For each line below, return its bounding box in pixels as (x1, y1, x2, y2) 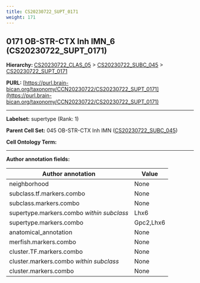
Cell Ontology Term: (6, 138, 57, 146)
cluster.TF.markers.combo (9, 248, 83, 256)
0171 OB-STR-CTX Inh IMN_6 (6, 36, 115, 46)
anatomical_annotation (9, 228, 73, 237)
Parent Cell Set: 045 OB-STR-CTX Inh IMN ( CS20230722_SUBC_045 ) (6, 127, 178, 134)
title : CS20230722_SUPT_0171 (6, 8, 79, 15)
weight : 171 (6, 14, 36, 20)
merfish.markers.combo (9, 238, 76, 246)
